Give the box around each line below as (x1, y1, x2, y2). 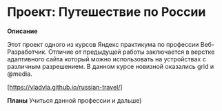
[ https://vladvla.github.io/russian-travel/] (7, 83, 123, 91)
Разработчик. (7, 48, 47, 56)
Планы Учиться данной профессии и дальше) (7, 96, 142, 104)
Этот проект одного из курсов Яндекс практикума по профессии (7, 40, 199, 48)
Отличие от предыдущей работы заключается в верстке (48, 48, 215, 56)
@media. (7, 70, 32, 78)
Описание (7, 27, 38, 35)
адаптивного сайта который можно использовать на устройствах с (7, 54, 207, 63)
